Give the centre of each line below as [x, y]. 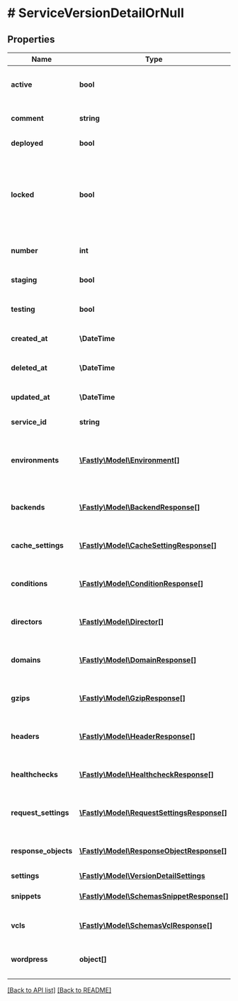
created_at [29, 339]
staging [24, 280]
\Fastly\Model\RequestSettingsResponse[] [153, 813]
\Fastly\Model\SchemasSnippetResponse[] [154, 896]
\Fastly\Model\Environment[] [129, 460]
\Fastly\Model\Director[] [121, 622]
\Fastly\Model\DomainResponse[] [138, 660]
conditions [29, 584]
